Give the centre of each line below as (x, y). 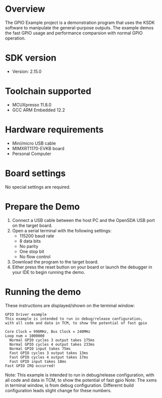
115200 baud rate (37, 236)
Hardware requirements (54, 130)
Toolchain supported (48, 91)
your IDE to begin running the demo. (49, 272)
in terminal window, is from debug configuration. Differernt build (70, 385)
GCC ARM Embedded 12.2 (38, 110)
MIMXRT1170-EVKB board (38, 148)
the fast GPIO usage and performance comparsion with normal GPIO (74, 33)
